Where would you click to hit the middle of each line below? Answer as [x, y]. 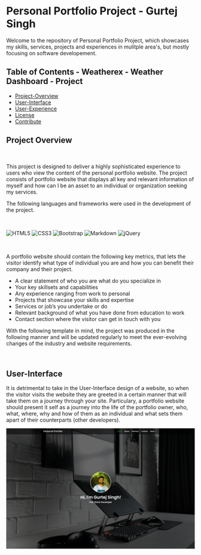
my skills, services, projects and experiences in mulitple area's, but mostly [98, 47]
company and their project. [39, 269]
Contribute [28, 121]
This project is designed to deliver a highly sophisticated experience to [93, 166]
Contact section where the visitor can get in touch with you [88, 319]
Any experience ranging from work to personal [72, 293]
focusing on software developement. [51, 53]
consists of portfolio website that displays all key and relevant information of [100, 179]
